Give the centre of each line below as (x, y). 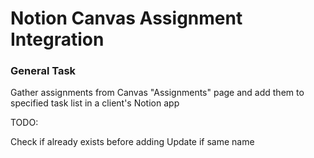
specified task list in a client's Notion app (95, 103)
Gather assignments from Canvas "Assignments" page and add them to (157, 93)
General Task (43, 71)
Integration (57, 39)
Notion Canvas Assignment (126, 18)
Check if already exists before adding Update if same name (132, 142)
